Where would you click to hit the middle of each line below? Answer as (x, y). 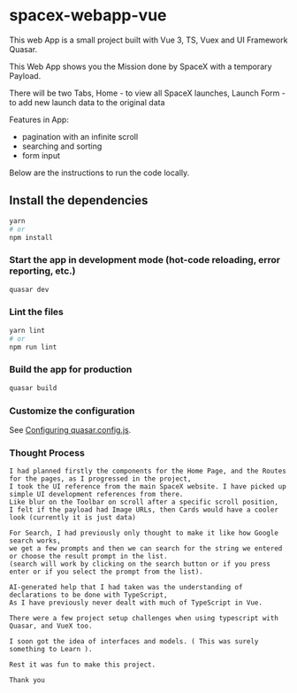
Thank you (27, 681)
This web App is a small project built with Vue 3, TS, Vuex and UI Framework (148, 40)
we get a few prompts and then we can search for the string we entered (146, 549)
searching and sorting (62, 146)
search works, (35, 541)
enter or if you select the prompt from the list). (106, 572)
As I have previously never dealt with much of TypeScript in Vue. (136, 603)
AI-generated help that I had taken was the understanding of (126, 588)
